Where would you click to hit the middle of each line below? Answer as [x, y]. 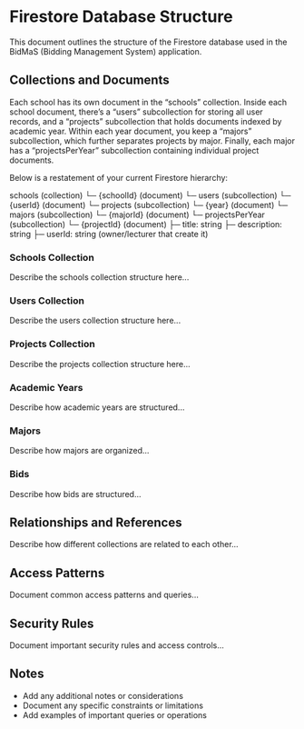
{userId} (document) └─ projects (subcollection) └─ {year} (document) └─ [149, 205]
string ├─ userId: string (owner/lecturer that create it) [109, 234]
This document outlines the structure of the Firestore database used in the [148, 42]
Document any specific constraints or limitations [113, 705]
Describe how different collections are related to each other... [124, 544]
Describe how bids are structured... [76, 494]
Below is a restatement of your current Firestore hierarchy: [119, 177]
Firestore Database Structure [121, 17]
